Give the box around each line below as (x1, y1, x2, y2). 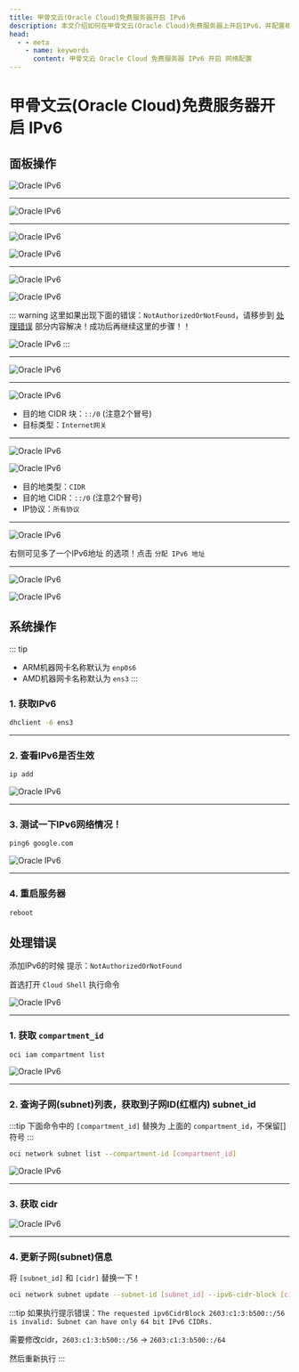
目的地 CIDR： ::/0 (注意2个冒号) (21, 492, 142, 503)
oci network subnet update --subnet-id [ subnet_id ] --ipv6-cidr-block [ (9, 1290, 285, 1300)
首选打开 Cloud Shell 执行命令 (9, 979, 120, 990)
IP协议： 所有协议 (21, 504, 80, 514)
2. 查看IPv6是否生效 (9, 749, 95, 761)
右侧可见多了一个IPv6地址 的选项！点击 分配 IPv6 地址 (9, 548, 206, 558)
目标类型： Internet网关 (21, 419, 107, 430)
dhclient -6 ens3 (9, 718, 74, 727)
